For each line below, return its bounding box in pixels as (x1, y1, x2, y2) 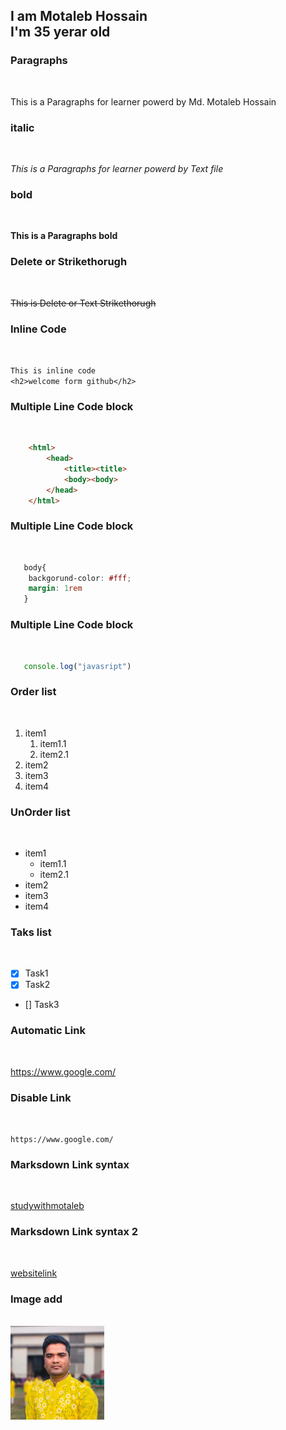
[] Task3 (24, 999, 60, 1011)
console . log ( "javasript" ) (23, 661, 132, 671)
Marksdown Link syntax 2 (10, 1225, 139, 1239)
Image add (10, 1292, 63, 1306)
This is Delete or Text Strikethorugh (10, 297, 157, 309)
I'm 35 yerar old (10, 24, 111, 41)
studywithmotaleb (10, 1200, 85, 1212)
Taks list (10, 925, 52, 939)
